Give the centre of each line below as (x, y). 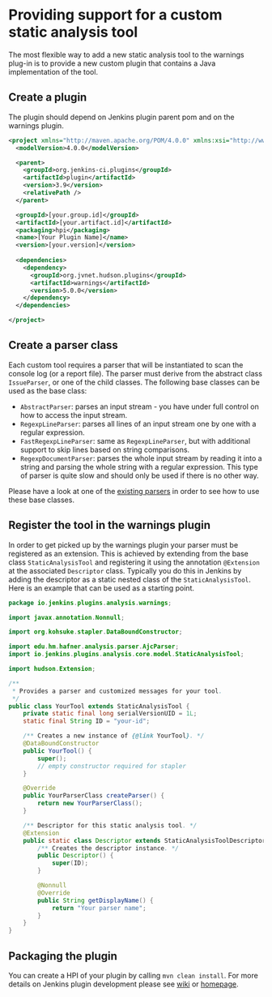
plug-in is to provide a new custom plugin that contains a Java (112, 63)
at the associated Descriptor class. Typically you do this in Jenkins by (125, 570)
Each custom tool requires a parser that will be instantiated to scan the (126, 365)
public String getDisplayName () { (96, 900)
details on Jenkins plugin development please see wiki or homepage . (123, 984)
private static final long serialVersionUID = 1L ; (110, 714)
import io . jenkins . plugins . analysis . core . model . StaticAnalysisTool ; (126, 655)
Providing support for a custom (115, 15)
